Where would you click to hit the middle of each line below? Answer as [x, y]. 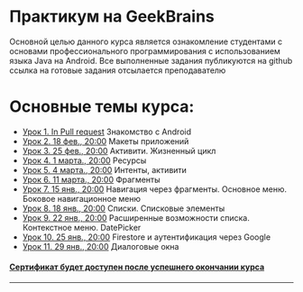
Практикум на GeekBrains [112, 17]
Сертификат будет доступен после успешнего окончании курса [137, 267]
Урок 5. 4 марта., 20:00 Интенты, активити [105, 169]
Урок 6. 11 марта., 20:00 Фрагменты [91, 179]
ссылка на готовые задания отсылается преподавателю [118, 70]
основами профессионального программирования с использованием [145, 50]
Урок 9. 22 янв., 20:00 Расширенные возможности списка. [136, 217]
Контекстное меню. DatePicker [82, 227]
